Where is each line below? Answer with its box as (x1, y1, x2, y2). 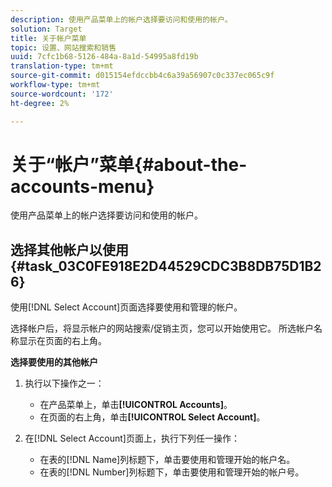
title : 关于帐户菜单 (10, 33, 87, 43)
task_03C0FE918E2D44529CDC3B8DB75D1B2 (24, 257, 322, 275)
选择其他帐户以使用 (10, 241, 129, 258)
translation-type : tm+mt (10, 61, 114, 71)
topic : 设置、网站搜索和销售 (10, 42, 117, 53)
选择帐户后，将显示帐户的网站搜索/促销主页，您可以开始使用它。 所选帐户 (10, 322, 314, 335)
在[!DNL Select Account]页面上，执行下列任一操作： (24, 432, 240, 445)
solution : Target (10, 24, 83, 34)
